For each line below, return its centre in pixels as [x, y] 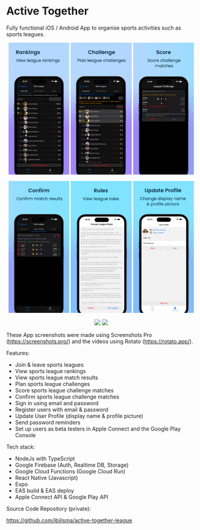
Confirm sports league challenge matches [67, 397]
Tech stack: [20, 447]
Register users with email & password [61, 409]
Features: [18, 353]
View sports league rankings [50, 371]
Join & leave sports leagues [49, 364]
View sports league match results [56, 377]
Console [25, 435]
